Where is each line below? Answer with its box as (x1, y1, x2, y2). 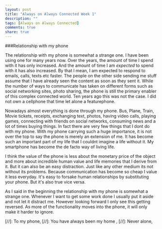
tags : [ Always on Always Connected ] (5, 20, 79, 26)
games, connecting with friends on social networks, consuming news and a (5, 118, 156, 124)
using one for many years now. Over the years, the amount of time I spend (5, 58, 154, 63)
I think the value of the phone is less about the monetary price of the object (5, 153, 156, 159)
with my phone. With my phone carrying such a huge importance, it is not (5, 129, 152, 134)
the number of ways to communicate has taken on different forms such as (5, 83, 153, 89)
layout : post (5, 7, 32, 12)
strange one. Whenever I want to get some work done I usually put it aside (5, 194, 154, 199)
